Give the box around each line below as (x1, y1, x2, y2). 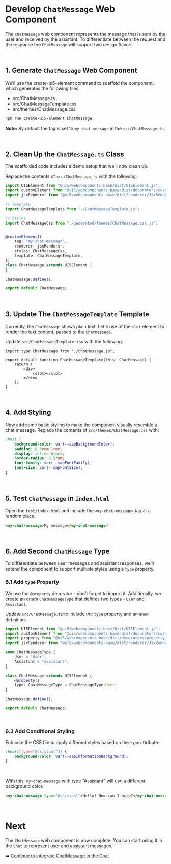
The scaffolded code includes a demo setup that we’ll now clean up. (5, 163, 149, 169)
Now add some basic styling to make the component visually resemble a (5, 422, 157, 428)
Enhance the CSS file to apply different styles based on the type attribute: (5, 739, 160, 746)
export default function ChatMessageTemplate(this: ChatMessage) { (5, 358, 152, 363)
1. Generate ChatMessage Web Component (5, 66, 137, 75)
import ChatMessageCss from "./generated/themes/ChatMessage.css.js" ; (5, 220, 158, 226)
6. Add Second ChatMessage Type (5, 547, 110, 556)
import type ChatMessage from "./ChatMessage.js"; (5, 349, 115, 354)
